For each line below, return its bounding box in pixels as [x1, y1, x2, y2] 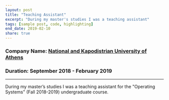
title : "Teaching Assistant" [5, 12, 66, 17]
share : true [5, 31, 30, 36]
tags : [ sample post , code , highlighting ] [5, 21, 94, 27]
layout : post [5, 7, 33, 13]
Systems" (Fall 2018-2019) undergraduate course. [5, 89, 109, 95]
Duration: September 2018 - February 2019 [5, 67, 112, 74]
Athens [5, 54, 24, 61]
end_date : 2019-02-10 [5, 26, 51, 31]
